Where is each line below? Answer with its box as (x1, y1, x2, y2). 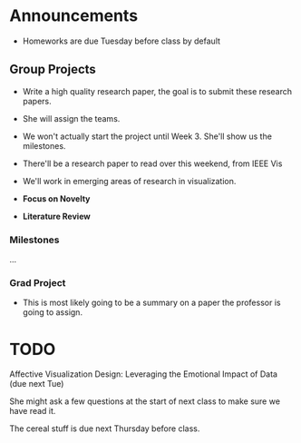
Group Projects (9, 62, 97, 77)
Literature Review (22, 211, 91, 221)
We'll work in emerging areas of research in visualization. (22, 175, 237, 186)
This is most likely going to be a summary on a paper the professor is (22, 297, 281, 309)
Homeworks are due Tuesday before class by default (22, 35, 220, 46)
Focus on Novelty (22, 192, 91, 204)
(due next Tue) (9, 379, 64, 389)
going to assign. (22, 307, 83, 318)
